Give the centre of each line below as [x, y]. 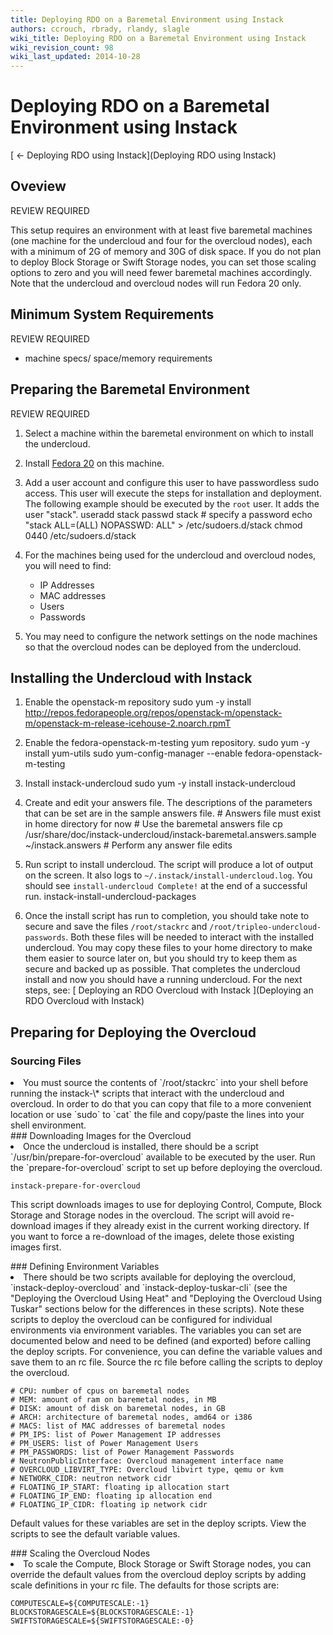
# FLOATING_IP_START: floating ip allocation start [120, 1487]
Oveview [38, 186]
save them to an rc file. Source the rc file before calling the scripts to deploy [166, 1362]
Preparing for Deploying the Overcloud [133, 1032]
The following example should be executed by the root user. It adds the [172, 503]
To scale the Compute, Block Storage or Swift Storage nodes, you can [167, 1564]
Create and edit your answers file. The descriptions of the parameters [168, 803]
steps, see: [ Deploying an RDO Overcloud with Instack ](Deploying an [169, 990]
